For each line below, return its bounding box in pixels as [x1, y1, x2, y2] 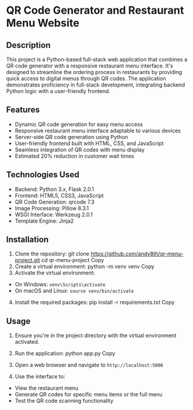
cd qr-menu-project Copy [41, 257, 104, 264]
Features [6, 105, 40, 115]
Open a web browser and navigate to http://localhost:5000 [14, 362, 164, 369]
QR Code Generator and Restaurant [6, 4, 185, 17]
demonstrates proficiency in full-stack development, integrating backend [6, 81, 185, 88]
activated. [14, 338, 40, 346]
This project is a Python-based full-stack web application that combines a [6, 56, 188, 63]
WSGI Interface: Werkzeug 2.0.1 [14, 211, 93, 218]
